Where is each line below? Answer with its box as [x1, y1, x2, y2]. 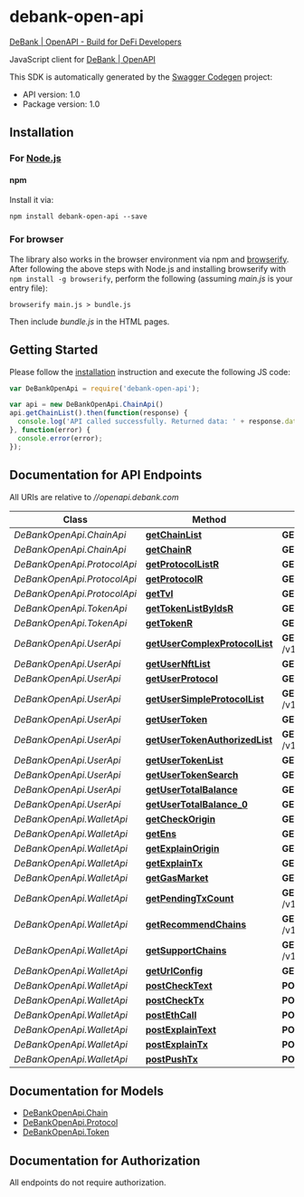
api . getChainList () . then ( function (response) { [9, 409, 188, 418]
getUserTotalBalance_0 [145, 797, 249, 810]
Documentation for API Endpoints [9, 468, 203, 483]
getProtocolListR [145, 557, 220, 570]
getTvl [145, 587, 174, 600]
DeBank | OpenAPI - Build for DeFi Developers [9, 36, 183, 47]
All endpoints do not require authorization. [9, 1177, 166, 1188]
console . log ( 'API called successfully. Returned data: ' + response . [17, 417, 285, 427]
